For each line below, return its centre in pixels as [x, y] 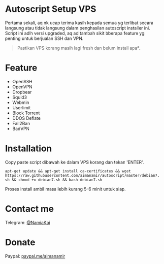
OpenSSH [22, 81]
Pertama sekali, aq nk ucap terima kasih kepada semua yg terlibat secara [79, 23]
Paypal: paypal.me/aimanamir [35, 256]
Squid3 [19, 97]
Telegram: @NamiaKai [28, 222]
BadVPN [21, 129]
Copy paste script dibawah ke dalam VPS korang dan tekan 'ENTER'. [75, 162]
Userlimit [21, 107]
